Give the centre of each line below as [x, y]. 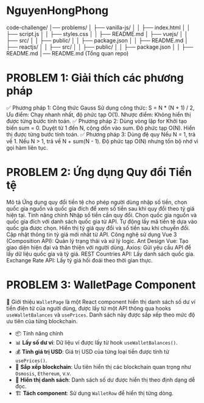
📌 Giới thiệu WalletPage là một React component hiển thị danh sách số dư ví [101, 301]
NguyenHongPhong [58, 11]
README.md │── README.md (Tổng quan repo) [68, 53]
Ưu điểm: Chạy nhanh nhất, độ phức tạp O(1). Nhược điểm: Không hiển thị [99, 114]
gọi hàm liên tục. [27, 147]
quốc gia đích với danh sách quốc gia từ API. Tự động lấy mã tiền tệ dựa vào [102, 221]
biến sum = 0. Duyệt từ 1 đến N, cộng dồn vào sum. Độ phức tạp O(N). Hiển [101, 128]
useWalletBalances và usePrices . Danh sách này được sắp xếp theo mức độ [101, 315]
